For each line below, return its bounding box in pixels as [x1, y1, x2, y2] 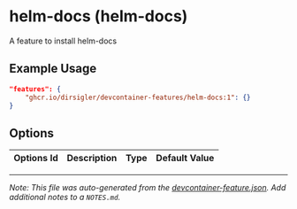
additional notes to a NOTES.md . [9, 192, 121, 203]
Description [66, 152, 118, 165]
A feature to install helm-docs [9, 35, 118, 46]
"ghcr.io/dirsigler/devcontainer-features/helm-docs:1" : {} [25, 93, 251, 102]
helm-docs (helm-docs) [9, 6, 188, 27]
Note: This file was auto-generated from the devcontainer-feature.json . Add [9, 182, 286, 193]
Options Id [13, 152, 59, 165]
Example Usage [9, 61, 97, 76]
